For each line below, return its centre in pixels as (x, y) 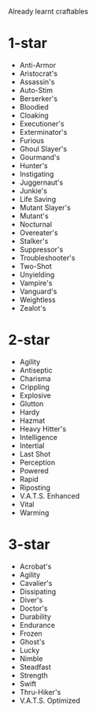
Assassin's (37, 81)
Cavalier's (36, 583)
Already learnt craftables (48, 11)
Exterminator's (43, 132)
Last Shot (35, 454)
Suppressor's (41, 249)
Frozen (31, 633)
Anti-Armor (38, 65)
